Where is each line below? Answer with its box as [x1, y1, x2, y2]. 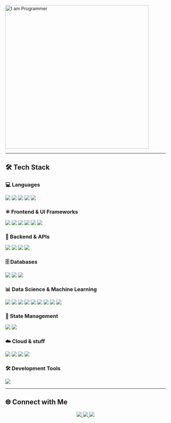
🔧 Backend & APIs [5, 233, 50, 240]
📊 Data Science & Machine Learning [5, 286, 97, 293]
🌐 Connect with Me [5, 398, 68, 407]
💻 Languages [5, 181, 40, 188]
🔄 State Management [5, 312, 59, 319]
